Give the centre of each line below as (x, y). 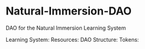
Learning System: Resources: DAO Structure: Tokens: (72, 39)
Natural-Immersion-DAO (69, 11)
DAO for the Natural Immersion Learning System (66, 28)
